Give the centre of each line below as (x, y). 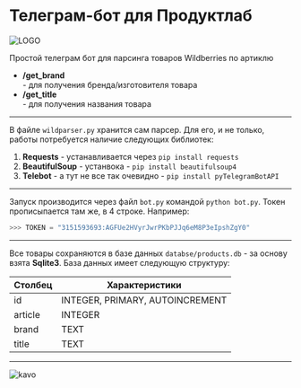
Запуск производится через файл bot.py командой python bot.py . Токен (147, 201)
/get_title (39, 94)
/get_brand (43, 75)
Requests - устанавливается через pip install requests (130, 156)
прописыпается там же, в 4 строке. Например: (99, 211)
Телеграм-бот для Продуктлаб (131, 16)
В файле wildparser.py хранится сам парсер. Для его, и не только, (137, 129)
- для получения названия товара (87, 103)
